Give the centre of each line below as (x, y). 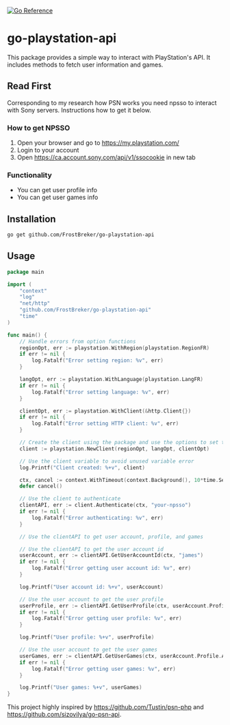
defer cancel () (41, 486)
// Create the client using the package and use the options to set (119, 443)
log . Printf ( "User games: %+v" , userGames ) (81, 688)
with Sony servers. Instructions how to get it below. (79, 110)
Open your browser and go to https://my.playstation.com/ (98, 143)
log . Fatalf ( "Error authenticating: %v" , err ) (98, 518)
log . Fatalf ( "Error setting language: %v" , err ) (101, 392)
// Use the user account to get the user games (88, 650)
